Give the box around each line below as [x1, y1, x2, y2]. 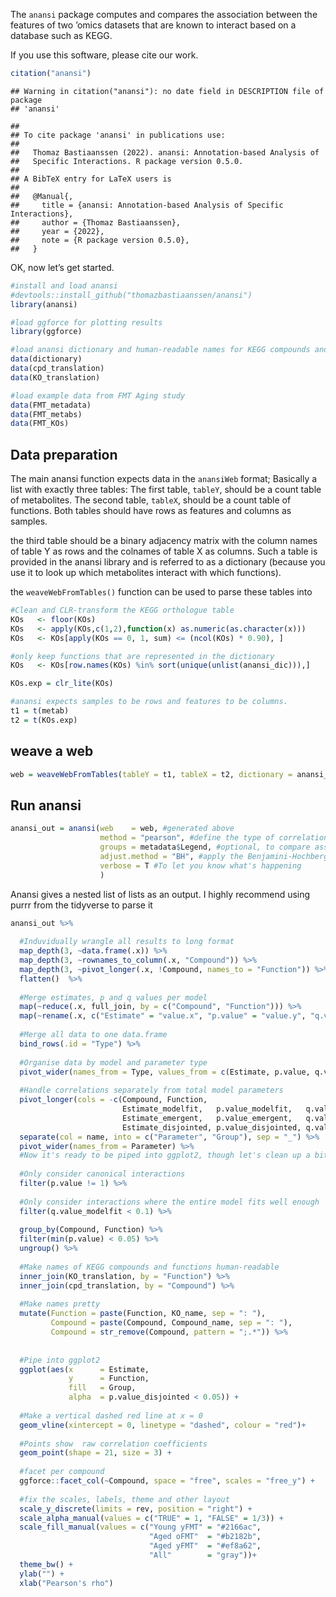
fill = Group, [68, 1383, 137, 1393]
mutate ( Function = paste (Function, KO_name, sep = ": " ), [19, 1309, 267, 1319]
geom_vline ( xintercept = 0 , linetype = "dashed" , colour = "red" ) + [19, 1420, 307, 1430]
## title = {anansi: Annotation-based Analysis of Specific [10, 200, 284, 210]
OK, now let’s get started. [10, 261, 115, 273]
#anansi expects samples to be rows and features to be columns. [10, 697, 288, 707]
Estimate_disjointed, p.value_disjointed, [121, 1122, 302, 1133]
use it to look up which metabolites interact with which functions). [10, 567, 282, 579]
